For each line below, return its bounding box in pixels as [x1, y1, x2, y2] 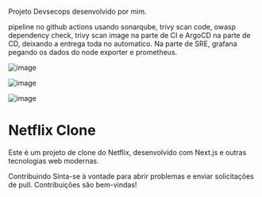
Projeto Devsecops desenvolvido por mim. [8, 7, 147, 16]
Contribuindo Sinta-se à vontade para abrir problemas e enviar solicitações [8, 171, 254, 181]
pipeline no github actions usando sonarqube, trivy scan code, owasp [8, 22, 237, 31]
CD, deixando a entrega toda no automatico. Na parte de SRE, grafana [8, 39, 237, 48]
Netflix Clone [8, 122, 97, 140]
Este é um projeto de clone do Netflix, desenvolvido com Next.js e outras [8, 147, 247, 157]
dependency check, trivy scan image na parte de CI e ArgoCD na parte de [8, 31, 251, 40]
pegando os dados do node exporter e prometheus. [8, 48, 178, 56]
